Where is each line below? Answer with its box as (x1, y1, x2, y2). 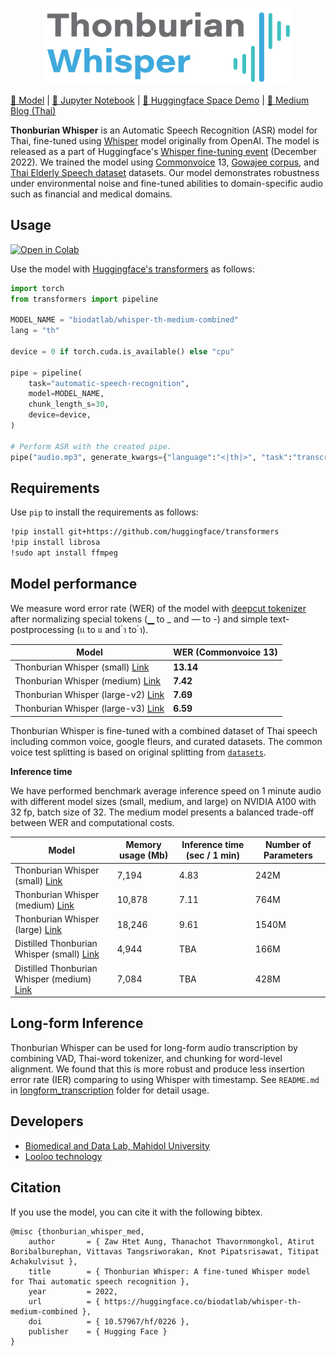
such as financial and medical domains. (10, 188, 173, 200)
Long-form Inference (10, 1015, 144, 1032)
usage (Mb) (118, 849, 169, 862)
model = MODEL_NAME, (28, 389, 105, 399)
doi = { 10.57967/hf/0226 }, (28, 1316, 190, 1327)
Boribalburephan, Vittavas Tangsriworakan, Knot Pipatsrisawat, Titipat (10, 1246, 320, 1257)
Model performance (10, 576, 138, 593)
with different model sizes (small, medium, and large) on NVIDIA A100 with (10, 795, 317, 807)
